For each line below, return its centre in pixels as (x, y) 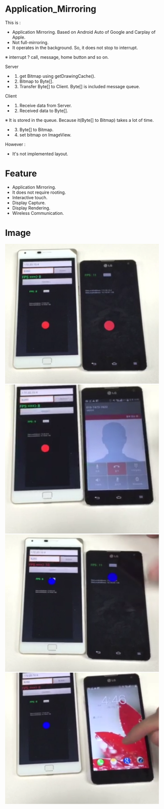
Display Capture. (29, 203)
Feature (21, 173)
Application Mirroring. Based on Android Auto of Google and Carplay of (84, 32)
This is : (13, 23)
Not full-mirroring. (30, 42)
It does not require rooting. (39, 192)
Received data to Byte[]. (44, 111)
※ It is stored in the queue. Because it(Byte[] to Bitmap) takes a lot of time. (80, 120)
